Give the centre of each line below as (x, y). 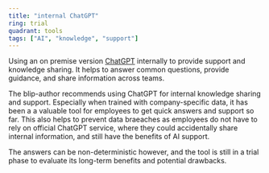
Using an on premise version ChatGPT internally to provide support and (127, 61)
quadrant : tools (35, 31)
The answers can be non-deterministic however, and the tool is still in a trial (134, 152)
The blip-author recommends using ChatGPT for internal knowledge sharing (135, 94)
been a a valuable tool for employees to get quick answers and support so (131, 111)
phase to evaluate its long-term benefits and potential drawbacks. (118, 161)
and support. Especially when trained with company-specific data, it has (128, 102)
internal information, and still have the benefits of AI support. (109, 137)
